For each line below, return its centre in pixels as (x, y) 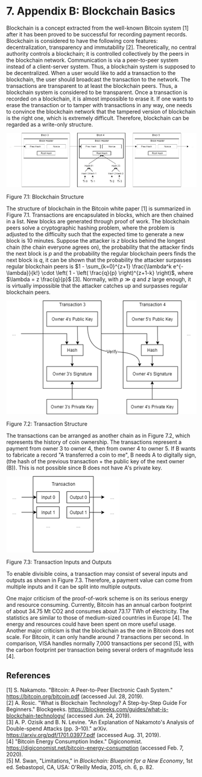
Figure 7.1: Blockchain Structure (45, 197)
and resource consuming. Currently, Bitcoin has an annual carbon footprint (99, 605)
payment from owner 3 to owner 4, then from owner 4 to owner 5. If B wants (101, 449)
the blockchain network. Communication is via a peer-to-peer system (93, 60)
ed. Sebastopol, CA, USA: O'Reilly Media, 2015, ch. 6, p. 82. (80, 767)
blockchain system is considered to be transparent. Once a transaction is (97, 92)
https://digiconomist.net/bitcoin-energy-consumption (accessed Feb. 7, (95, 748)
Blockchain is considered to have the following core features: (82, 41)
